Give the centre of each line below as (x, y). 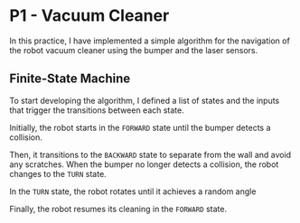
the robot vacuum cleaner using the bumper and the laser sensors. (134, 50)
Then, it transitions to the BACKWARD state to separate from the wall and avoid (150, 154)
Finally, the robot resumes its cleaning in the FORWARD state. (118, 209)
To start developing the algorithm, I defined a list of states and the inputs (145, 100)
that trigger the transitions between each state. (97, 110)
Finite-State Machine (70, 79)
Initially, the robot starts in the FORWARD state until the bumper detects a (140, 127)
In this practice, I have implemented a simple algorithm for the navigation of (150, 41)
